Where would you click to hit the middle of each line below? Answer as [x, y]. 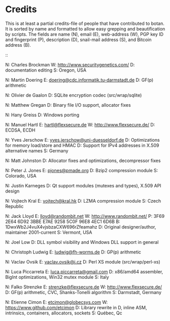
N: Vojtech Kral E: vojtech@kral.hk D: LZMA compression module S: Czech [83, 201]
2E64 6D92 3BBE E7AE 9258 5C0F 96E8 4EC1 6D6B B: [63, 221]
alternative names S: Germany [37, 150]
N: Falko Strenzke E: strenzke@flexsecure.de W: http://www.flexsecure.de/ [84, 287]
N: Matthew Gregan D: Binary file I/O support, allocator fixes [68, 105]
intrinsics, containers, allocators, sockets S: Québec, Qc [64, 313]
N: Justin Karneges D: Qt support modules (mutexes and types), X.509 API [83, 185]
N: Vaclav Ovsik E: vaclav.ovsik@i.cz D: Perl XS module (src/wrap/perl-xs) [83, 262]
